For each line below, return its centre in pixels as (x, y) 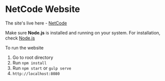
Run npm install (29, 62)
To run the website (24, 47)
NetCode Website (43, 9)
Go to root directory (33, 57)
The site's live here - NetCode (36, 23)
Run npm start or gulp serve (42, 68)
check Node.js (20, 38)
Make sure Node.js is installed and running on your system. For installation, (83, 32)
